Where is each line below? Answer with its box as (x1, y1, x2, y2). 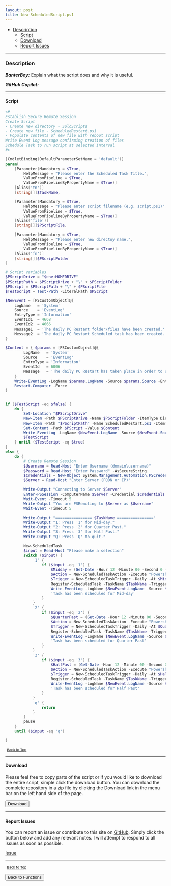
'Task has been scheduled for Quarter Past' (50, 638, 147, 644)
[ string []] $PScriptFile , (14, 223, 67, 228)
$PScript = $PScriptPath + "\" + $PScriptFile (5, 284, 106, 289)
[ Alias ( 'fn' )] (14, 251, 44, 256)
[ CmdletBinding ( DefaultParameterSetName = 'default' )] (5, 156, 124, 161)
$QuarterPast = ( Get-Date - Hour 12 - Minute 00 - (50, 615, 156, 620)
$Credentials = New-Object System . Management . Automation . (23, 473, 149, 478)
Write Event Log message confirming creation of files (5, 138, 124, 143)
